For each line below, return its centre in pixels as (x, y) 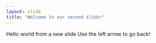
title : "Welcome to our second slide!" (56, 17)
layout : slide (24, 11)
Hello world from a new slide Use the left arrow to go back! (78, 34)
